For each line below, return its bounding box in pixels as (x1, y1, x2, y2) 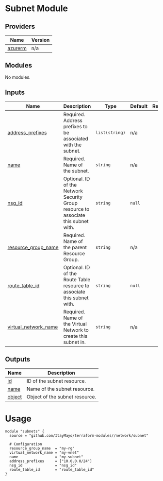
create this (63, 332, 88, 339)
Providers (5, 22, 35, 31)
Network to (63, 326, 89, 333)
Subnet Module (5, 3, 68, 14)
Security (63, 193, 82, 200)
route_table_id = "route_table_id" (9, 467, 95, 472)
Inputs (5, 88, 25, 97)
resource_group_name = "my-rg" (9, 446, 75, 451)
